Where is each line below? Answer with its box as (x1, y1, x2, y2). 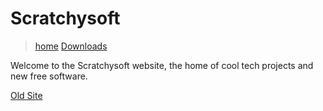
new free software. (10, 70, 88, 82)
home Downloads (34, 40, 108, 52)
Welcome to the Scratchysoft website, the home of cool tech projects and (10, 59, 314, 71)
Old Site (10, 89, 43, 101)
